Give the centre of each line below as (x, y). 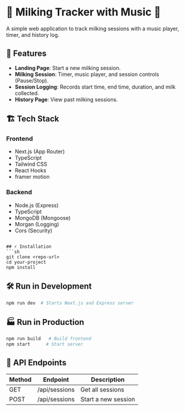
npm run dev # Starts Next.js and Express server (70, 303)
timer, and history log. (33, 34)
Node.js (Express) (37, 205)
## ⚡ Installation (29, 246)
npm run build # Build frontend (49, 339)
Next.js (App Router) (40, 151)
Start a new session (108, 399)
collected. (27, 93)
